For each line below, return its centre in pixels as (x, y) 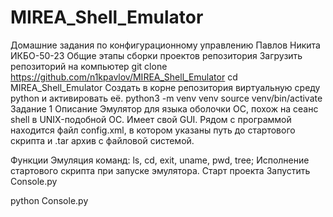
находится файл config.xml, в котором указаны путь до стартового (153, 130)
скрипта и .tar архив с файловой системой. (102, 140)
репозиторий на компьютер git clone (89, 66)
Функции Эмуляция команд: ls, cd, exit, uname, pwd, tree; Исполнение (160, 160)
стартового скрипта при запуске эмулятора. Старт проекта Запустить (160, 170)
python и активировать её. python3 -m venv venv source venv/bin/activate (166, 98)
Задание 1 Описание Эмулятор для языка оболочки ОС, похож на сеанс (164, 108)
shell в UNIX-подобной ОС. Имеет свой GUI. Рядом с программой (151, 119)
